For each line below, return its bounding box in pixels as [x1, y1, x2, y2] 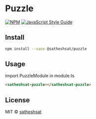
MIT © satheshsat [5, 109, 42, 115]
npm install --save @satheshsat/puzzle [5, 46, 87, 51]
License [5, 96, 30, 104]
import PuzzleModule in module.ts [5, 73, 75, 79]
